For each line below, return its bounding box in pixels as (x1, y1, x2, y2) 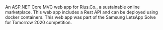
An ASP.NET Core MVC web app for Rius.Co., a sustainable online (5, 4, 140, 10)
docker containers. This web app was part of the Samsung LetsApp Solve (5, 15, 156, 20)
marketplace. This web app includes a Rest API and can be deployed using (5, 9, 158, 15)
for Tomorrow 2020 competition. (5, 19, 72, 25)
